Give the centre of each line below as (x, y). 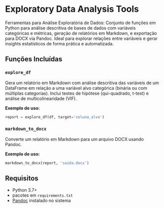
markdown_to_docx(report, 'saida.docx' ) (47, 163)
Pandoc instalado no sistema (42, 201)
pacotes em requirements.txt (42, 195)
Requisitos (22, 178)
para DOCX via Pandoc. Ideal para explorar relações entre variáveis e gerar (82, 38)
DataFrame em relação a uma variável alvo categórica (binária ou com (76, 88)
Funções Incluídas (34, 59)
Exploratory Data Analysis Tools (72, 9)
